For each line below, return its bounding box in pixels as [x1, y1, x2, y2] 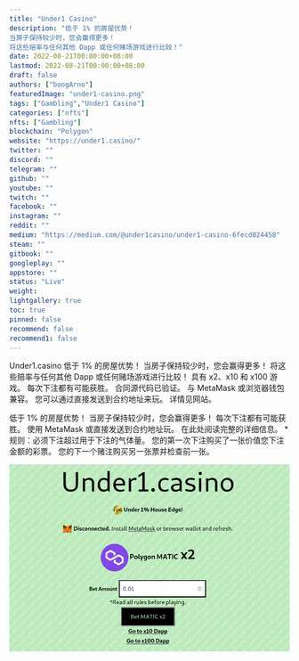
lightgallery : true [9, 297, 82, 306]
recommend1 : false [9, 334, 77, 343]
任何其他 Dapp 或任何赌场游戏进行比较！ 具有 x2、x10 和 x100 [39, 371, 269, 382]
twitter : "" [9, 146, 53, 155]
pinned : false [9, 314, 62, 324]
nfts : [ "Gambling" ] [9, 118, 82, 126]
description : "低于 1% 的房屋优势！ [9, 23, 135, 33]
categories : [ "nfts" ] [9, 108, 90, 118]
